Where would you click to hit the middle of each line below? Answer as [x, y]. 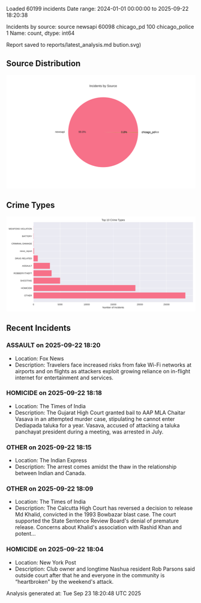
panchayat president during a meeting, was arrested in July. [89, 432]
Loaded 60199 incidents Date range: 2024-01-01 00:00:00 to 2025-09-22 [97, 9]
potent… [25, 534]
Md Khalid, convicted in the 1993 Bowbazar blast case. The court [95, 515]
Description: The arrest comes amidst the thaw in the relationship [96, 467]
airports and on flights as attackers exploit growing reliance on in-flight [103, 371]
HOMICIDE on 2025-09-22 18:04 [55, 549]
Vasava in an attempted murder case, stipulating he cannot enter [95, 419]
